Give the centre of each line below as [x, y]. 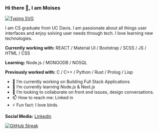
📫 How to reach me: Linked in [43, 98]
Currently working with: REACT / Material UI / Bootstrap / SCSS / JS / [76, 48]
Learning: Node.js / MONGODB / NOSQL [46, 63]
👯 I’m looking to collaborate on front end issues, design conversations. [83, 92]
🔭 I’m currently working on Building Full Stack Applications [71, 82]
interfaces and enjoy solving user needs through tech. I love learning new [79, 33]
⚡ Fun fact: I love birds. [35, 105]
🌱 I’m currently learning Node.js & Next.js [54, 87]
